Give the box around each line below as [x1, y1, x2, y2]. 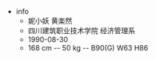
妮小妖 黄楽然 [27, 16, 73, 25]
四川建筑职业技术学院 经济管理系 [27, 26, 136, 35]
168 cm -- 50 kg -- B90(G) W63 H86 [27, 43, 149, 52]
